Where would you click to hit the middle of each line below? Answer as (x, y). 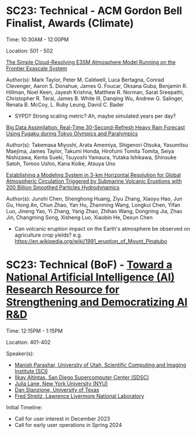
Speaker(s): (20, 353)
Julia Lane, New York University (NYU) (61, 383)
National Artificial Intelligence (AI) (90, 277)
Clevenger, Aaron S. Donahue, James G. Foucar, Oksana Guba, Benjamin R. (97, 86)
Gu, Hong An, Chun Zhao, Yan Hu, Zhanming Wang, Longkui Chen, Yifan (93, 205)
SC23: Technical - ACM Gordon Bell (94, 11)
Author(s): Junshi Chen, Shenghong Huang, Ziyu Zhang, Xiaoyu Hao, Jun (94, 199)
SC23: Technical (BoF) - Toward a (89, 265)
